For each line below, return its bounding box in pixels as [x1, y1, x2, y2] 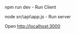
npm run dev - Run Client [4, 4, 56, 10]
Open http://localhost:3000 [4, 23, 61, 29]
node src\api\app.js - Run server [4, 14, 71, 19]
